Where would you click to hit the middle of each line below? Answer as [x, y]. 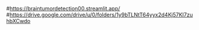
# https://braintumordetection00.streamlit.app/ [63, 9]
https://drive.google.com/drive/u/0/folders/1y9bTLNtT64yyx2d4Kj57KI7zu [101, 15]
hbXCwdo [18, 21]
